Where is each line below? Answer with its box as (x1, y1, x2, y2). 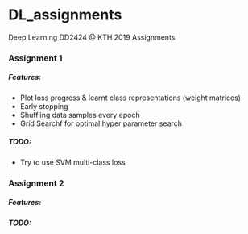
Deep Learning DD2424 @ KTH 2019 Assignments (8, 32, 176, 42)
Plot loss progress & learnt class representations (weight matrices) (19, 93, 242, 102)
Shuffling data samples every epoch (19, 110, 140, 119)
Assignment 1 (8, 52, 63, 64)
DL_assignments (8, 6, 122, 24)
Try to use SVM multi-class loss (19, 157, 126, 167)
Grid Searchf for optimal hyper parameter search (19, 119, 183, 128)
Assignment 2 (8, 178, 64, 189)
